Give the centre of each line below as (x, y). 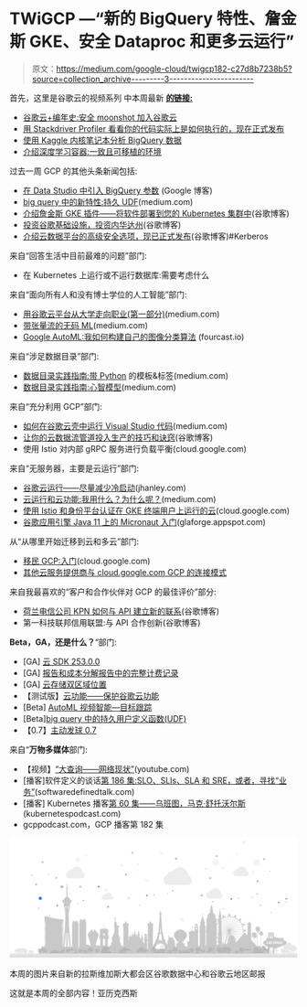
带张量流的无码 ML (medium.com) (85, 325)
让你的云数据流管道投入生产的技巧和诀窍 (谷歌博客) (118, 437)
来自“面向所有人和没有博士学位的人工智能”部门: (98, 295)
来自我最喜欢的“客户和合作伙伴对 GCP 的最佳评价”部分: (113, 592)
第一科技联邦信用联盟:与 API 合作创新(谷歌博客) (111, 622)
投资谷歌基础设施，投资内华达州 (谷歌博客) (102, 224)
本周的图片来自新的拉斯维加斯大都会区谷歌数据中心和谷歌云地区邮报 (138, 974)
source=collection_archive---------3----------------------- (143, 79)
